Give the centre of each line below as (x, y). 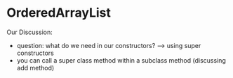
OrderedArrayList (59, 13)
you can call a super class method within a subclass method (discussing (121, 60)
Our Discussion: (30, 32)
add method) (35, 68)
